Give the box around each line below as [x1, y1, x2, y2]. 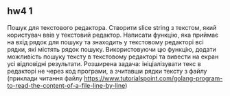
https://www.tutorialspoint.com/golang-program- [83, 74, 223, 82]
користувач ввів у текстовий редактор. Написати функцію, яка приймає [7, 31, 219, 39]
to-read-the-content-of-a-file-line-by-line [7, 81, 126, 89]
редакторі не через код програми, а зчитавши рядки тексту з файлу [7, 67, 207, 75]
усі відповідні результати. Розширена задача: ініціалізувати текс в [7, 59, 201, 67]
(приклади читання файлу [7, 74, 83, 82]
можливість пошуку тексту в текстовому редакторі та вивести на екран [7, 52, 219, 61]
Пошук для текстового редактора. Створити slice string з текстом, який [7, 23, 217, 31]
